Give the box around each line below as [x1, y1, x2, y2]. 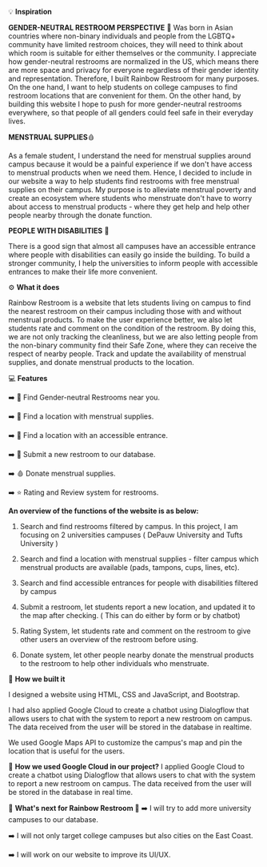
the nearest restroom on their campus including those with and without [8, 307, 242, 315]
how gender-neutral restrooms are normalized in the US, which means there [8, 57, 259, 66]
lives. [8, 116, 26, 126]
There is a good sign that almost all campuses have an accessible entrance [8, 242, 256, 251]
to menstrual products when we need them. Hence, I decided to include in [8, 168, 253, 177]
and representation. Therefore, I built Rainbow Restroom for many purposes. [8, 74, 260, 83]
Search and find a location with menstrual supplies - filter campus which [19, 554, 259, 564]
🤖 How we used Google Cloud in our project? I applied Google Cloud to [8, 762, 245, 771]
